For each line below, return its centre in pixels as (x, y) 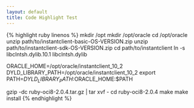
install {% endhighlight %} (39, 98)
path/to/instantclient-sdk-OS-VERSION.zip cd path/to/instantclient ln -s (96, 48)
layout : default (27, 12)
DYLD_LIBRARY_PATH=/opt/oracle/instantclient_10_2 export (81, 72)
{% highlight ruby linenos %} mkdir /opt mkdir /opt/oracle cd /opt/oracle (97, 35)
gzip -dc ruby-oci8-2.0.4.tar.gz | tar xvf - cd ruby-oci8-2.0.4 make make (97, 92)
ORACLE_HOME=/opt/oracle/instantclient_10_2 (65, 66)
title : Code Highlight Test (42, 18)
